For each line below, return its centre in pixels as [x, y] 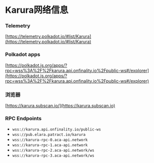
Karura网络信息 [37, 10]
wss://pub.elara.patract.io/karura [49, 135]
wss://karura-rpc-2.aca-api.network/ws [53, 151]
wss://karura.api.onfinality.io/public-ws [57, 130]
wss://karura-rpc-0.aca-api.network [50, 140]
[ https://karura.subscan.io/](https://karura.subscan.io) [60, 106]
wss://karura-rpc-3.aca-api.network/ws [53, 156]
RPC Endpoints [23, 118]
